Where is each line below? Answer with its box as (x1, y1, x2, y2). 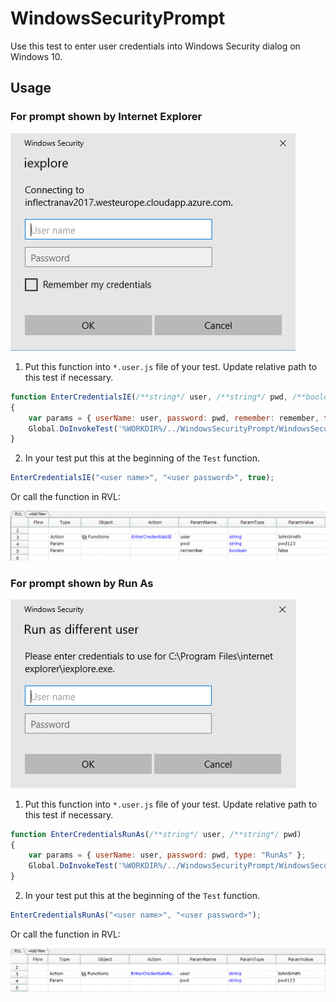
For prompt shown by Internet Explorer (10, 110, 203, 124)
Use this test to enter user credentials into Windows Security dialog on (10, 40, 301, 52)
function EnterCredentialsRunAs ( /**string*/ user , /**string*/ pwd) (10, 829, 302, 839)
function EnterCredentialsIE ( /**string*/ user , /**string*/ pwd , (10, 392, 288, 402)
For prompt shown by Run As (10, 576, 154, 590)
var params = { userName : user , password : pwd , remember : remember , (28, 413, 320, 423)
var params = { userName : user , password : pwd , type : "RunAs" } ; (28, 850, 307, 861)
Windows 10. (10, 50, 63, 62)
